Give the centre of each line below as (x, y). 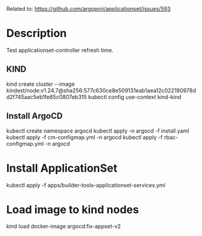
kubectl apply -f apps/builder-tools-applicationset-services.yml (86, 185)
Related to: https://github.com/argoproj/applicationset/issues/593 (89, 9)
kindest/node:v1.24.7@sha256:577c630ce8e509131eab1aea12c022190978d (101, 90)
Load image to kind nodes (73, 210)
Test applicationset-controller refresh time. (60, 50)
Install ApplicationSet (62, 168)
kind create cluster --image (40, 84)
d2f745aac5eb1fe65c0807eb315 (47, 97)
